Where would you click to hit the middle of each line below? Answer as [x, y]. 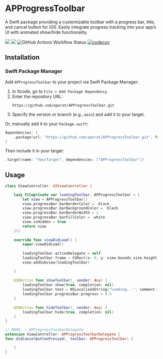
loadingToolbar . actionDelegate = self [62, 253]
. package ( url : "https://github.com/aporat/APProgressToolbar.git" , [83, 137]
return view [35, 226]
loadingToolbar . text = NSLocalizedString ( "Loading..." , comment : [90, 290]
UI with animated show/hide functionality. [47, 32]
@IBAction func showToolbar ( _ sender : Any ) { [61, 280]
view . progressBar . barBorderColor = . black [66, 204]
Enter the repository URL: [37, 96]
